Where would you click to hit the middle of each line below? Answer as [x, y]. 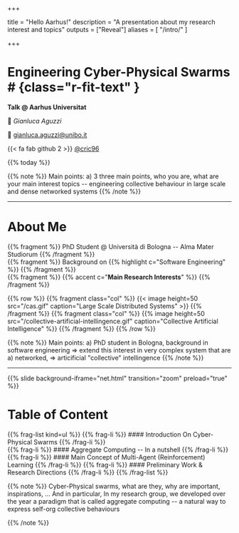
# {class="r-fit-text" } [74, 87]
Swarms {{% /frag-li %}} [69, 442]
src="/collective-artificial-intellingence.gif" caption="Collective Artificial [113, 321]
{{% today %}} [29, 162]
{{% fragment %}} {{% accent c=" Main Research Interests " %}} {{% [109, 277]
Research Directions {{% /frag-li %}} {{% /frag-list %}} [88, 472]
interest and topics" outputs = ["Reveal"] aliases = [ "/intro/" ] [97, 30]
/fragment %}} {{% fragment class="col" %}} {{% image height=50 [106, 313]
